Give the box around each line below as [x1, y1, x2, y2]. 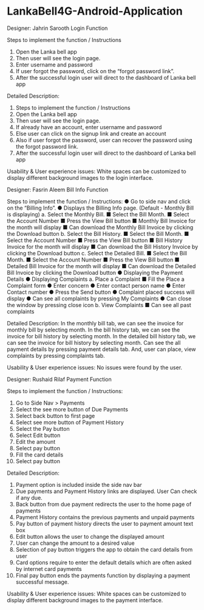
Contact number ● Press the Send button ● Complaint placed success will [7, 288, 195, 296]
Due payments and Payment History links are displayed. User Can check [15, 488, 197, 495]
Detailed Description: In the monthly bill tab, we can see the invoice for [7, 319, 184, 327]
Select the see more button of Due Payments [15, 405, 128, 413]
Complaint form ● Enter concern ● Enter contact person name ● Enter [7, 282, 186, 289]
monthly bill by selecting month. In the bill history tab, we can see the [7, 326, 180, 333]
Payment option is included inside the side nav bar [15, 481, 142, 488]
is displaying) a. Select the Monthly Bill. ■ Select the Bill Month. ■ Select [7, 210, 189, 218]
